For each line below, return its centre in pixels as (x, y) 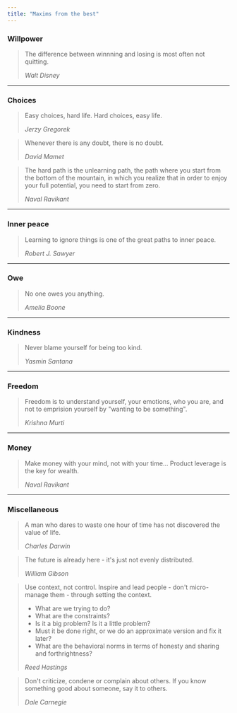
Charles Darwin (47, 546)
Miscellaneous (33, 509)
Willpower (25, 38)
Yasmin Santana (48, 361)
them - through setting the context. (101, 595)
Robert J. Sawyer (50, 253)
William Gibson (47, 573)
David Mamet (44, 157)
